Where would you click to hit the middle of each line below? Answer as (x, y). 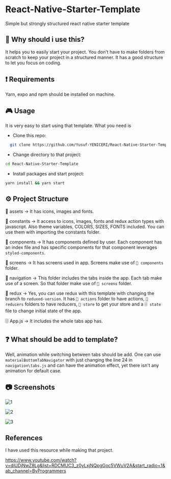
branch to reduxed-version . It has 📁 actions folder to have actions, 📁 (77, 298)
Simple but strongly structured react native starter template (67, 23)
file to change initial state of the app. (44, 311)
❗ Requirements (30, 79)
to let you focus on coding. (33, 63)
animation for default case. (34, 370)
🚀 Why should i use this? (45, 40)
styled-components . (25, 253)
